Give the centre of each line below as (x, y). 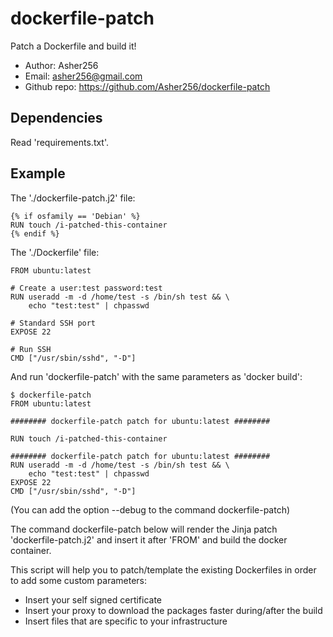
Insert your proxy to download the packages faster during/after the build (173, 610)
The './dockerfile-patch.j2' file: (73, 198)
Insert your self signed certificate (93, 599)
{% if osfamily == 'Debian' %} (75, 216)
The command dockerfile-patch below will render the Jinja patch (144, 529)
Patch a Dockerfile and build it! (73, 46)
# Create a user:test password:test (86, 288)
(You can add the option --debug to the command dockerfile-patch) (150, 509)
